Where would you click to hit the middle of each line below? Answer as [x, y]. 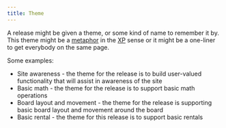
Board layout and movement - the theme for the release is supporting [114, 102]
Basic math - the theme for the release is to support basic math [106, 88]
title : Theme [26, 13]
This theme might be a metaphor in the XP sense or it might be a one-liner [111, 40]
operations [32, 95]
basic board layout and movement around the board [90, 110]
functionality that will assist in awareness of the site [89, 81]
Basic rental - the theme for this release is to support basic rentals [110, 117]
